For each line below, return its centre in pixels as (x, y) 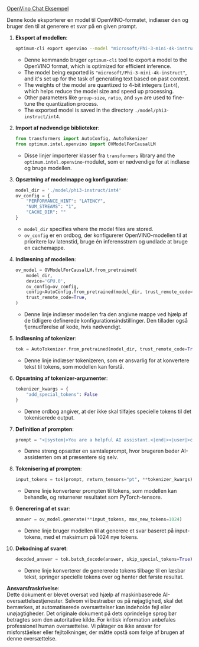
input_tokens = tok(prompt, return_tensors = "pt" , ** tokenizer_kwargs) (104, 480)
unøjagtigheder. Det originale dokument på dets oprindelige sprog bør (92, 613)
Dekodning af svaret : (41, 548)
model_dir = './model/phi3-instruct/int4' (68, 190)
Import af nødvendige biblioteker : (57, 128)
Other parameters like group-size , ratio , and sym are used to (98, 97)
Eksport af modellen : (41, 38)
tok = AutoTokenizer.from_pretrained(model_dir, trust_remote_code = (101, 349)
